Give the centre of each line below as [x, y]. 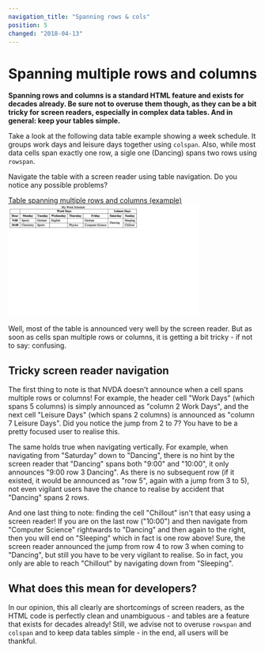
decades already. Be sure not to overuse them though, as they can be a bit [132, 104]
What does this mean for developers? [103, 588]
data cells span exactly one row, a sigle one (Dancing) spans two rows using [132, 153]
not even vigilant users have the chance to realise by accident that [116, 489]
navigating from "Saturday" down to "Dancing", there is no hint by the [121, 456]
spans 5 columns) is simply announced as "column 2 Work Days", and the [129, 406]
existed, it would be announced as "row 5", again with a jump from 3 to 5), [129, 481]
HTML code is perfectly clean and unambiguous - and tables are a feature [129, 616]
